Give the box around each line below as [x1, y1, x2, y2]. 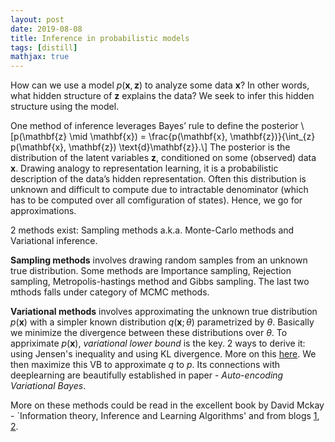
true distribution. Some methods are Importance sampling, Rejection [10, 265, 292, 277]
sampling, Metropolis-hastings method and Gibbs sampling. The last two [10, 276, 310, 288]
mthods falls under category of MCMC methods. [10, 286, 210, 298]
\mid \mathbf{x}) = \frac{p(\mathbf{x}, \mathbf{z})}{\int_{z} [69, 131, 316, 143]
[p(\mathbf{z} [10, 131, 68, 143]
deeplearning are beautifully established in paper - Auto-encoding [10, 369, 284, 381]
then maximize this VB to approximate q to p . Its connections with [10, 359, 280, 371]
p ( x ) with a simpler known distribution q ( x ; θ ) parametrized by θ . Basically [10, 316, 315, 328]
